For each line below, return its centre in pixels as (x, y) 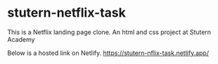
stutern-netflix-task (67, 13)
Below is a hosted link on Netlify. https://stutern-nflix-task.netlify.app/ (108, 53)
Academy (21, 39)
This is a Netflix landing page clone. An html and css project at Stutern (109, 32)
